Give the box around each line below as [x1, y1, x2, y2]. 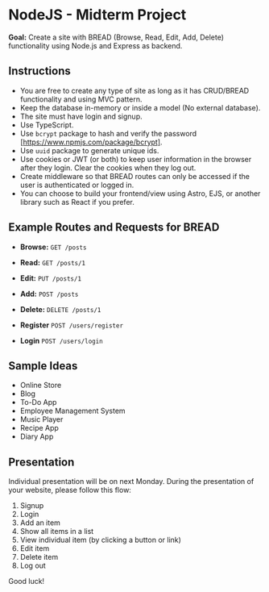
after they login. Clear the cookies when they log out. [19, 163, 197, 173]
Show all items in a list [19, 527, 94, 536]
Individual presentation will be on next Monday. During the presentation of [8, 477, 255, 486]
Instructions [8, 65, 71, 78]
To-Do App [19, 398, 57, 407]
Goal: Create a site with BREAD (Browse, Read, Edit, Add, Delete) [8, 32, 224, 42]
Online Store [19, 381, 62, 390]
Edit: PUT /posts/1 [19, 273, 82, 283]
